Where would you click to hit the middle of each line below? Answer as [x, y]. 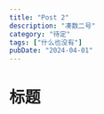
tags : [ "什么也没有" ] [46, 42]
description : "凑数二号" [52, 26]
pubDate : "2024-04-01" [51, 51]
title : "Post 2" [39, 17]
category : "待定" [40, 34]
